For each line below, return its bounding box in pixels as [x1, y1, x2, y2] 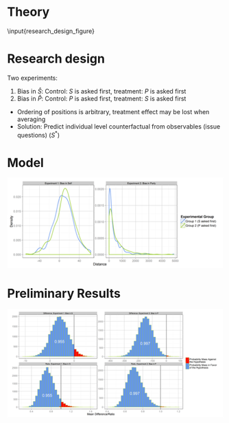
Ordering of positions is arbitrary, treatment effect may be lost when [16, 107, 210, 116]
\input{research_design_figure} [7, 27, 95, 35]
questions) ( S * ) [16, 129, 60, 139]
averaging [16, 115, 46, 123]
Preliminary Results [7, 286, 121, 301]
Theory [7, 4, 50, 20]
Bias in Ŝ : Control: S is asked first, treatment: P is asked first [16, 87, 186, 95]
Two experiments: [7, 74, 58, 82]
